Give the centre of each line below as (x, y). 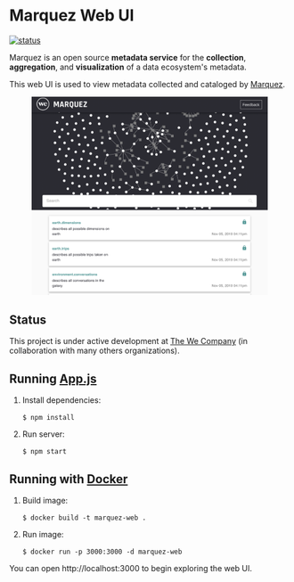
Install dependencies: (61, 400)
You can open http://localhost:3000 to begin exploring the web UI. (131, 568)
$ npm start (44, 452)
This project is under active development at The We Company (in (128, 341)
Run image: (43, 534)
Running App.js (53, 378)
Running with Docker (69, 479)
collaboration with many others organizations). (94, 351)
